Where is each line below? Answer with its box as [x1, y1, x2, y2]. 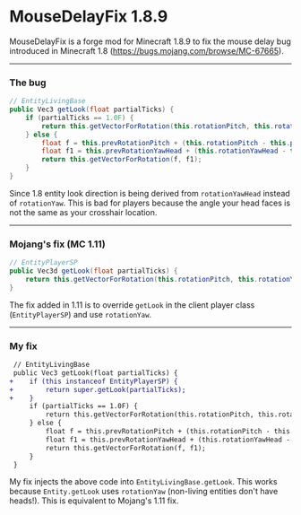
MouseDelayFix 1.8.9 [9, 6, 168, 27]
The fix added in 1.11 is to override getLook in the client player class [9, 299, 255, 310]
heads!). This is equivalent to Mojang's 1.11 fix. [9, 495, 179, 506]
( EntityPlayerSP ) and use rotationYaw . [9, 309, 152, 319]
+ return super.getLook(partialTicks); [9, 385, 186, 394]
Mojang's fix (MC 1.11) [9, 238, 106, 250]
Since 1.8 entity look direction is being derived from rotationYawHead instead [9, 188, 291, 198]
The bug [9, 76, 47, 89]
